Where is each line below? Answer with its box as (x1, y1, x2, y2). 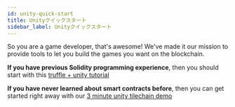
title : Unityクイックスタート (7, 17, 87, 24)
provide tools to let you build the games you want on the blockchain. (7, 50, 205, 58)
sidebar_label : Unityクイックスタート (7, 23, 112, 30)
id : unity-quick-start (7, 10, 74, 17)
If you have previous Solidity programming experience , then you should (7, 64, 219, 72)
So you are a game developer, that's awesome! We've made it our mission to (7, 43, 229, 51)
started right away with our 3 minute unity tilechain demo (7, 92, 173, 100)
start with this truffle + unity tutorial (7, 71, 110, 79)
